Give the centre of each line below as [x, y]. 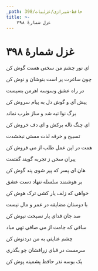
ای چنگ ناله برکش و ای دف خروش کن [48, 125]
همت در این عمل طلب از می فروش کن [49, 148]
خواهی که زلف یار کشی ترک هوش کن [48, 193]
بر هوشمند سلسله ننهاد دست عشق [44, 182]
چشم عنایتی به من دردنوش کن [40, 239]
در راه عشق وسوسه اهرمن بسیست [45, 91]
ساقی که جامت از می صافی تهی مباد [46, 227]
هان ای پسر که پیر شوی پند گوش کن [46, 170]
